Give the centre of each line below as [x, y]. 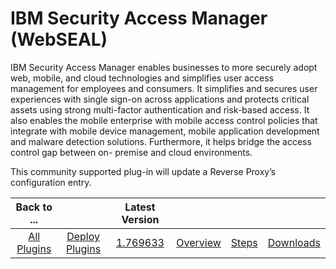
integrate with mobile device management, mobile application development [165, 131]
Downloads [294, 242]
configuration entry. [51, 182]
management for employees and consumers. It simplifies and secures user [164, 88]
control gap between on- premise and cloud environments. [131, 152]
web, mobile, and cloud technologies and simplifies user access [142, 78]
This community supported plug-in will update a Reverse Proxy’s [143, 171]
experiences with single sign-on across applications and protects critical [160, 99]
